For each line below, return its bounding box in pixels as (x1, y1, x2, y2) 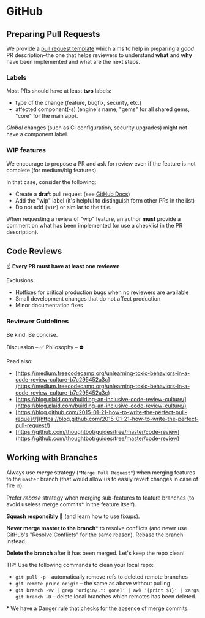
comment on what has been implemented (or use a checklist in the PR (6, 222, 183, 229)
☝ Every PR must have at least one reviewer (6, 263, 120, 270)
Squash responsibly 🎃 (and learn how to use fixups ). (6, 512, 140, 520)
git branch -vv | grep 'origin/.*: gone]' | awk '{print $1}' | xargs (15, 587, 199, 593)
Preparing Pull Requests (6, 29, 100, 39)
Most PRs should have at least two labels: (6, 87, 112, 95)
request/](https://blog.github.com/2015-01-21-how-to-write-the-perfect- (15, 415, 199, 422)
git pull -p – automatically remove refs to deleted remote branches (15, 573, 188, 581)
